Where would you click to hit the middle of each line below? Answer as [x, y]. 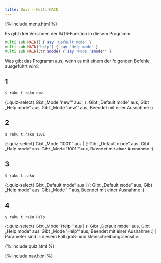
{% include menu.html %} [31, 24]
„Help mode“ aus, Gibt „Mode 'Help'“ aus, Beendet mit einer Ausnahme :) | [81, 231]
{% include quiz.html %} [30, 246]
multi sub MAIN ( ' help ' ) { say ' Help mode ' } [52, 47]
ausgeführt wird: [22, 66]
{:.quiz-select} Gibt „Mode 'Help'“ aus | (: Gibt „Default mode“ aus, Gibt [77, 226]
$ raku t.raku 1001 [25, 134]
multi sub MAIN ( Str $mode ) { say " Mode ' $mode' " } [58, 52]
